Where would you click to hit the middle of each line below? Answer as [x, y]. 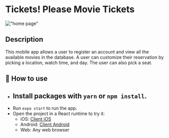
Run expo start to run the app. [45, 108]
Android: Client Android [45, 124]
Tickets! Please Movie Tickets [70, 9]
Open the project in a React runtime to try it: [59, 114]
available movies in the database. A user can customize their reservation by [84, 57]
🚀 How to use [26, 79]
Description [24, 39]
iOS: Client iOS [36, 119]
